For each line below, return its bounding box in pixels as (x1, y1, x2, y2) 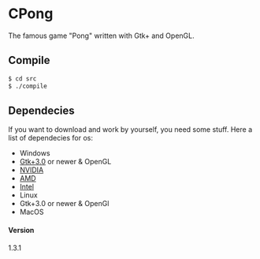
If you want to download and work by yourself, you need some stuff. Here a (8, 125, 253, 134)
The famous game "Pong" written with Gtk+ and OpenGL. (8, 31, 195, 40)
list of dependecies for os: (8, 133, 93, 143)
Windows (19, 148, 50, 158)
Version (8, 225, 35, 235)
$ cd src (8, 74, 37, 83)
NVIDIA (19, 165, 44, 175)
